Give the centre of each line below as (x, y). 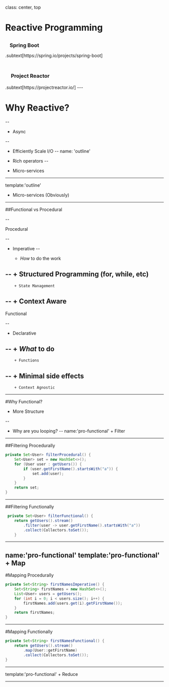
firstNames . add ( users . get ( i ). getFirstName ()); (73, 603)
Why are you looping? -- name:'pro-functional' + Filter (69, 431)
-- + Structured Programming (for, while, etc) (77, 274)
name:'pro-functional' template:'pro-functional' (82, 555)
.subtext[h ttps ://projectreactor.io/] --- (44, 87)
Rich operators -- (30, 161)
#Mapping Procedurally (29, 575)
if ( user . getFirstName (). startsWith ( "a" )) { (71, 469)
